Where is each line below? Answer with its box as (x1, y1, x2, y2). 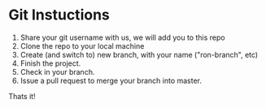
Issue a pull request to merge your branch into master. (20, 76, 202, 85)
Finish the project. (20, 58, 81, 68)
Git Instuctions (8, 6, 110, 24)
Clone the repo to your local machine (20, 41, 145, 50)
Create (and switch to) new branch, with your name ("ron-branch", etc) (20, 50, 259, 59)
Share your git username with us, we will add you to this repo (20, 32, 225, 42)
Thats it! (8, 91, 36, 101)
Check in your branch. (20, 67, 95, 76)
